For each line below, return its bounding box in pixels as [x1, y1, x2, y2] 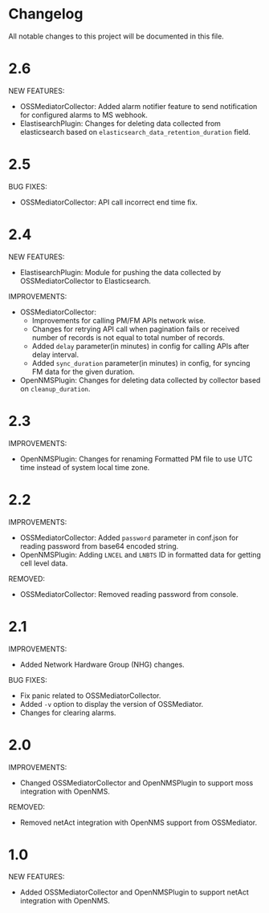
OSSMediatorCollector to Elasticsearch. [19, 276, 151, 286]
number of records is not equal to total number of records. [31, 332, 225, 342]
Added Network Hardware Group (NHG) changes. [19, 659, 185, 669]
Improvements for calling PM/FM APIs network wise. [31, 315, 206, 325]
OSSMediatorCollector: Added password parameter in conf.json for [19, 533, 238, 542]
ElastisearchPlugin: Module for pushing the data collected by [19, 267, 222, 277]
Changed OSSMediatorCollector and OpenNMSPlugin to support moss [19, 777, 254, 787]
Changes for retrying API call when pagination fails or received [31, 324, 239, 334]
